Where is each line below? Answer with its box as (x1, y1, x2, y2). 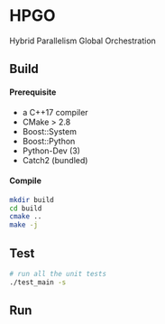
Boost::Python (22, 135, 76, 146)
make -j (9, 220, 39, 230)
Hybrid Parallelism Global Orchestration (9, 35, 156, 46)
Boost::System (22, 125, 77, 136)
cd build (9, 204, 42, 213)
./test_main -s (9, 277, 67, 287)
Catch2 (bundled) (22, 154, 88, 165)
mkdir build (9, 195, 54, 204)
